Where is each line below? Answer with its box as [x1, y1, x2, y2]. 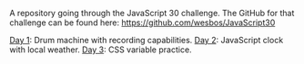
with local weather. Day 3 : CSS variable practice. [9, 44, 193, 55]
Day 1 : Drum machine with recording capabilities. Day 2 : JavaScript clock [9, 35, 284, 45]
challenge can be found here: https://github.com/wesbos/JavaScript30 [9, 17, 276, 28]
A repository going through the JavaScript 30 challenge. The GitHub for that [9, 8, 295, 18]
